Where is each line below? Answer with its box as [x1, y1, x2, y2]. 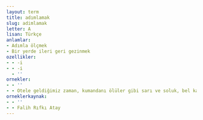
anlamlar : [6, 37, 31, 43]
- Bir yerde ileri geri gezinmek [6, 48, 91, 55]
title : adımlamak [6, 15, 50, 21]
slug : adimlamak [6, 20, 47, 26]
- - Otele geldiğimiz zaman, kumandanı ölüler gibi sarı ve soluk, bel [6, 88, 190, 94]
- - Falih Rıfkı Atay [6, 104, 61, 111]
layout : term [6, 8, 39, 15]
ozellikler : [6, 54, 36, 60]
